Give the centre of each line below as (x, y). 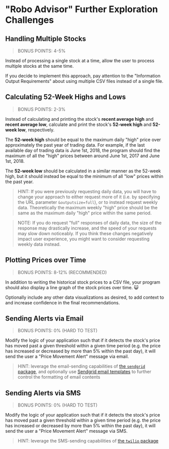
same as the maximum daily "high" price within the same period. (84, 213)
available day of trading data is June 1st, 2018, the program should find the (83, 150)
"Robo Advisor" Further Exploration (81, 9)
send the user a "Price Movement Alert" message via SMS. (66, 431)
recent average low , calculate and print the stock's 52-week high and (78, 124)
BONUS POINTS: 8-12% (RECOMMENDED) (62, 272)
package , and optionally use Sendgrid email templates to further (84, 372)
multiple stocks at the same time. (40, 66)
